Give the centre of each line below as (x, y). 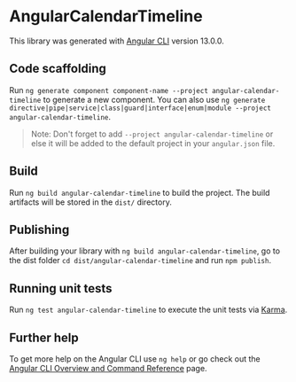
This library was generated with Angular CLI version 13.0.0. (117, 41)
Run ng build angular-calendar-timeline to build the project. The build (140, 192)
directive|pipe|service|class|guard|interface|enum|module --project (140, 108)
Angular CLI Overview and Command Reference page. (108, 368)
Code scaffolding (58, 69)
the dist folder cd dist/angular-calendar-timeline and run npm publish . (140, 261)
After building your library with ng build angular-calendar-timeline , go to (145, 251)
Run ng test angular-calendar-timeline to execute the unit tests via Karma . (148, 310)
